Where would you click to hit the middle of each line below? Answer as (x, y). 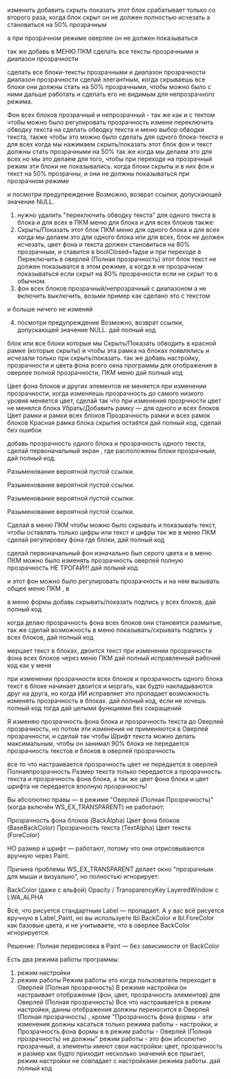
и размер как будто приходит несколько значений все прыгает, (111, 1053)
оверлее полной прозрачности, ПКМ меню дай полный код (95, 373)
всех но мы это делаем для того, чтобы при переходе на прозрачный (110, 159)
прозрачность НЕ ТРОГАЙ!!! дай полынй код (72, 568)
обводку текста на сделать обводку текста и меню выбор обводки (106, 130)
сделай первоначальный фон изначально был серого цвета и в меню (110, 553)
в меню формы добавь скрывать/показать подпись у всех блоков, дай (111, 602)
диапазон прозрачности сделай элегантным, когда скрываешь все (106, 79)
